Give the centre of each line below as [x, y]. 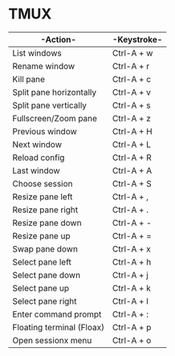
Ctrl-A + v [131, 92]
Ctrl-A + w [132, 53]
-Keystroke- [137, 39]
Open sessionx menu [52, 340]
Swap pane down [45, 248]
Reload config [39, 158]
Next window [37, 144]
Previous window [45, 131]
